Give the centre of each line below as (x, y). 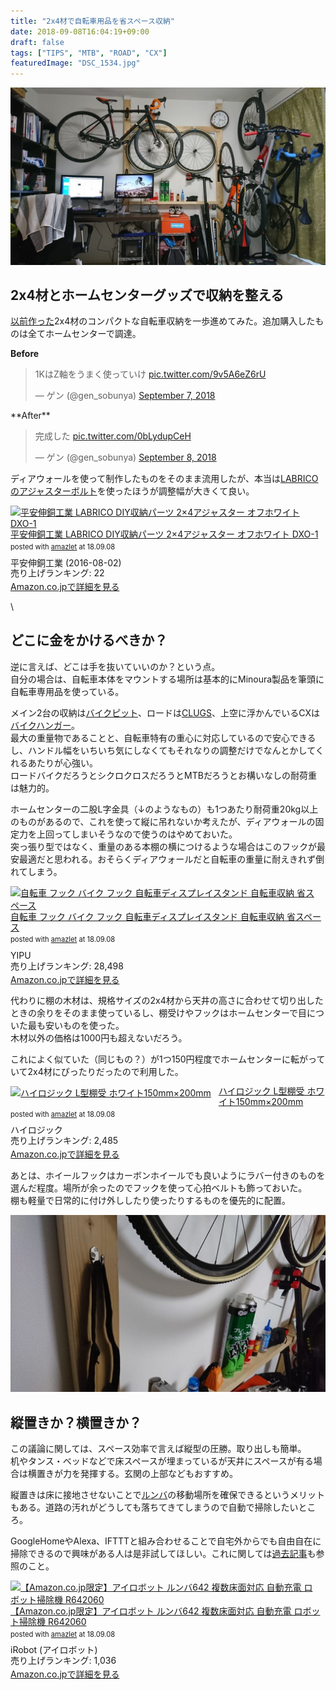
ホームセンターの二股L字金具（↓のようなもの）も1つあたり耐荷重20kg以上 (164, 809)
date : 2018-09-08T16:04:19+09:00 (80, 31)
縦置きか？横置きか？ (76, 1422)
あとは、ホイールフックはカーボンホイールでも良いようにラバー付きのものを (168, 1175)
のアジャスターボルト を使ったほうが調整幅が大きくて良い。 (132, 491)
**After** (30, 416)
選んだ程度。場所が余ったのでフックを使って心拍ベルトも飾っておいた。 (159, 1187)
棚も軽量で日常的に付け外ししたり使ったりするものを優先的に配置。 (150, 1200)
